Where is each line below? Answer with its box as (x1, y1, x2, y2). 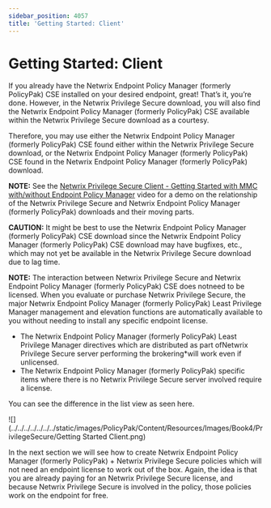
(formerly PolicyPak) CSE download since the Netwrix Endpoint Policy (8, 232, 241, 241)
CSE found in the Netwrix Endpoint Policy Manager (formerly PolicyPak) (8, 157, 248, 167)
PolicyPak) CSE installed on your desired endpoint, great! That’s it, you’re (8, 90, 252, 100)
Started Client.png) (82, 432, 146, 442)
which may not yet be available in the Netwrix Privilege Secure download (8, 249, 252, 258)
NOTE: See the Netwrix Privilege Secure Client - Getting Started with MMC (8, 181, 258, 191)
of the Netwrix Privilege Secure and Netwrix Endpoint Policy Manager (8, 199, 241, 208)
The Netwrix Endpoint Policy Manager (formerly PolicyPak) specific (19, 366, 245, 376)
